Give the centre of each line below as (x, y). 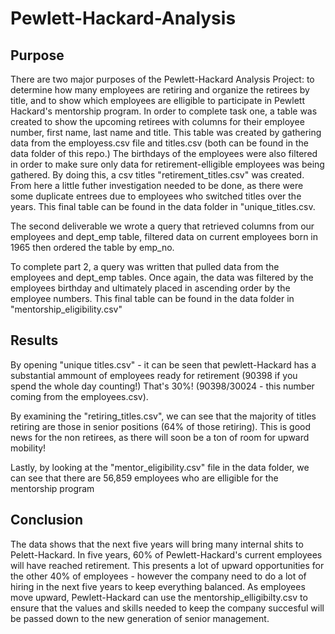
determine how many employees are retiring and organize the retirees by (160, 90)
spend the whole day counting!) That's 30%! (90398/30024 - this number (162, 386)
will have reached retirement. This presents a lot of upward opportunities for (167, 565)
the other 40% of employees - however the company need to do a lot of (158, 576)
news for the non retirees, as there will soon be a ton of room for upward (160, 437)
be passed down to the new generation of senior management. (140, 618)
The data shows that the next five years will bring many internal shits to (157, 544)
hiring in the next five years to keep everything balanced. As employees (158, 586)
